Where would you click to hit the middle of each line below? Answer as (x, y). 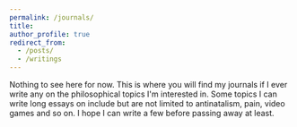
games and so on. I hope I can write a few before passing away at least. (142, 113)
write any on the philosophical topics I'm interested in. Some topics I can (144, 94)
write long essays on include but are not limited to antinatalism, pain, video (147, 103)
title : (22, 26)
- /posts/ (35, 51)
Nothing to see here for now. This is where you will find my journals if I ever (148, 85)
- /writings (40, 59)
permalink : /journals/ (52, 17)
